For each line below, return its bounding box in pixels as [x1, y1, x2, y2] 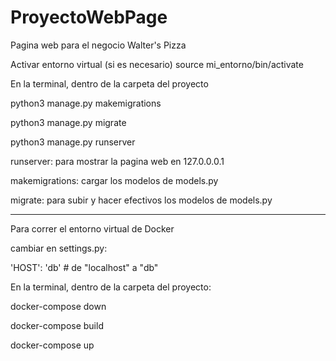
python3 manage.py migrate [10, 116, 127, 128]
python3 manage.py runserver [10, 136, 136, 148]
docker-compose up [10, 339, 95, 351]
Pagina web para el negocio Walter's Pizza [10, 39, 187, 51]
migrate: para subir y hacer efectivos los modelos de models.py [10, 194, 273, 206]
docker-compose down [10, 300, 107, 312]
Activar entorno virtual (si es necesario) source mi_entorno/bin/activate [10, 58, 304, 70]
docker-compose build [10, 319, 104, 331]
